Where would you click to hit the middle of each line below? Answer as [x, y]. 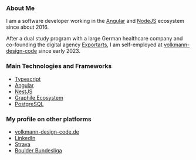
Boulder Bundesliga [38, 150]
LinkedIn [25, 138]
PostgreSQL [29, 104]
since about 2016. [28, 27]
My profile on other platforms [49, 119]
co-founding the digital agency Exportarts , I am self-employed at [84, 45]
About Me [21, 8]
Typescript [28, 79]
